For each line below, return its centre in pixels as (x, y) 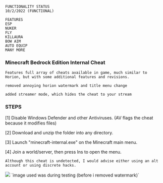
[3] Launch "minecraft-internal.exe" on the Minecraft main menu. (71, 142)
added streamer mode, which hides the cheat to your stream (69, 94)
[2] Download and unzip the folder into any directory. (59, 132)
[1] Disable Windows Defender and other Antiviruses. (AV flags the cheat (79, 118)
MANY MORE (15, 50)
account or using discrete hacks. (41, 165)
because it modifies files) (31, 123)
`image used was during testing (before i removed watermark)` (75, 175)
